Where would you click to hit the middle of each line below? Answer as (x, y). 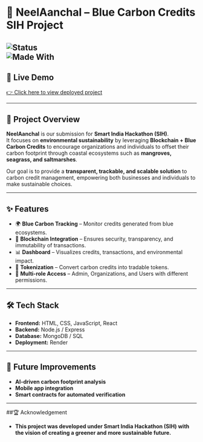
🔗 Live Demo (30, 77)
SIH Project (35, 25)
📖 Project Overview (43, 119)
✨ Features (27, 209)
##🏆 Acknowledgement (37, 412)
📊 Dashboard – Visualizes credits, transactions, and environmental (99, 252)
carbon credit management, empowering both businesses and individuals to (101, 178)
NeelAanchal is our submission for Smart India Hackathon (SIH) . (88, 134)
